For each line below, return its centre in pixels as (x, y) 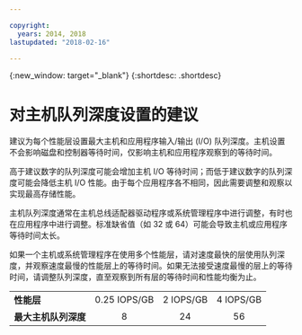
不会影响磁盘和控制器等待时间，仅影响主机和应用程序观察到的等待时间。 (143, 153)
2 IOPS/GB (185, 300)
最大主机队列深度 (50, 317)
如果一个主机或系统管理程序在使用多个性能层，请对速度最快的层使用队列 (143, 255)
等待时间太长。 (37, 235)
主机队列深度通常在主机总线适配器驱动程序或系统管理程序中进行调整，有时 (147, 213)
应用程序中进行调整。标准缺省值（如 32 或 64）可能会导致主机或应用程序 (152, 225)
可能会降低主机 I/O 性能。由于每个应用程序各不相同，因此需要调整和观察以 (155, 183)
